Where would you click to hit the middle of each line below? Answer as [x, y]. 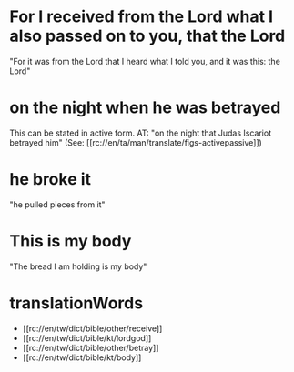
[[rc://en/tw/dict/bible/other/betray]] [91, 347]
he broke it [51, 180]
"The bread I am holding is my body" [78, 266]
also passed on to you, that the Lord [147, 36]
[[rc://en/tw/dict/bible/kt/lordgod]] [87, 337]
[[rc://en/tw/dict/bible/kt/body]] [82, 357]
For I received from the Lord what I [142, 17]
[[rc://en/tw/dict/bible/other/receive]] [92, 328]
